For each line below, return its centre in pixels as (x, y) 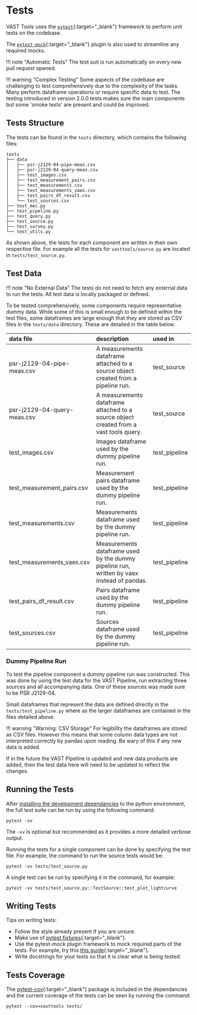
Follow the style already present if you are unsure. (75, 931)
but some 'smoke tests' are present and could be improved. (78, 104)
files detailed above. (30, 717)
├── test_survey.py (30, 226)
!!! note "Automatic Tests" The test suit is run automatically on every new (94, 62)
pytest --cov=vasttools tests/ (44, 1006)
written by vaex (117, 573)
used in (163, 339)
